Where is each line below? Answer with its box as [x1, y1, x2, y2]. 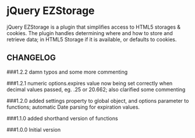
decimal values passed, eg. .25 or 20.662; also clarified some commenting [6, 86, 186, 93]
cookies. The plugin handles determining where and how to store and [6, 29, 173, 36]
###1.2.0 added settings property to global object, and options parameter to [6, 97, 189, 104]
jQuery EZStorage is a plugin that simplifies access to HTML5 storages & [6, 23, 181, 30]
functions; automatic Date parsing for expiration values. [6, 103, 140, 111]
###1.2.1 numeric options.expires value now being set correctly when [6, 80, 173, 87]
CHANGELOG [6, 53, 56, 63]
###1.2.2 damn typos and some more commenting [6, 68, 128, 75]
